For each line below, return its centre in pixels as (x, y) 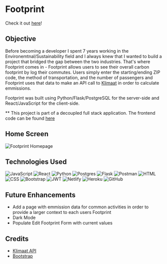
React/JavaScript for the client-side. (42, 103)
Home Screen (27, 134)
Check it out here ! (24, 23)
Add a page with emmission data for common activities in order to (80, 207)
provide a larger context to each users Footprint (62, 212)
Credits (17, 239)
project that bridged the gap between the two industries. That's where (78, 62)
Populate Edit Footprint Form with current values (62, 223)
